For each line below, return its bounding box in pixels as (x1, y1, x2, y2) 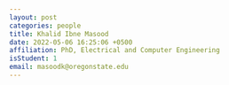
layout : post (9, 12, 58, 22)
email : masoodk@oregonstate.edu (9, 63, 129, 72)
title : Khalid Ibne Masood (9, 29, 109, 38)
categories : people (9, 21, 82, 30)
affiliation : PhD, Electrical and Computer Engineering (9, 46, 220, 55)
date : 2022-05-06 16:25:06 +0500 (9, 37, 133, 47)
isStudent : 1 (9, 54, 58, 63)
